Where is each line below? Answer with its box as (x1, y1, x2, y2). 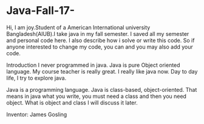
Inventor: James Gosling (6, 111, 67, 118)
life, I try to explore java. (6, 74, 67, 81)
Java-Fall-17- (6, 4, 75, 18)
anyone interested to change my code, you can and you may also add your (6, 43, 193, 50)
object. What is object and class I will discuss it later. (6, 98, 138, 106)
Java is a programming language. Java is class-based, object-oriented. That (6, 86, 197, 93)
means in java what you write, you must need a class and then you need (6, 92, 187, 100)
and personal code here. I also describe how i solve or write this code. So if (6, 36, 195, 44)
